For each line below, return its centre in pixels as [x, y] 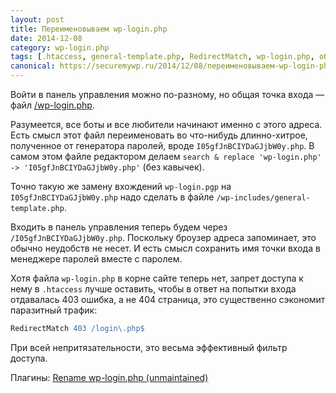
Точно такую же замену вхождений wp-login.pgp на [121, 186]
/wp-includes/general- [263, 198]
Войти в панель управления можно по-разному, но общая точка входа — [167, 94]
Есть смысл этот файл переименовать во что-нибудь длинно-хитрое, [159, 135]
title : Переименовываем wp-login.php [89, 29]
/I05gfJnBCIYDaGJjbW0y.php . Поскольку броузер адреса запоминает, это [163, 237]
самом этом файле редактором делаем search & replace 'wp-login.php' [166, 156]
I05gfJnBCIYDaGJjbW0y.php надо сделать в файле [112, 197]
